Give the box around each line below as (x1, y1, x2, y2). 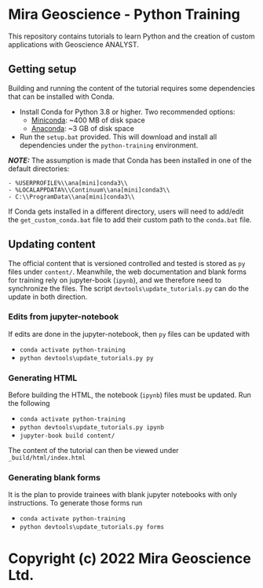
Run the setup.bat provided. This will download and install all (19, 132, 217, 141)
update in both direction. (8, 292, 88, 301)
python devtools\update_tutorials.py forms (19, 524, 165, 531)
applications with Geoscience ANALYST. (8, 39, 140, 49)
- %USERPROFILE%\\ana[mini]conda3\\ (8, 179, 128, 187)
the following (8, 399, 50, 408)
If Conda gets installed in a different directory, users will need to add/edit (8, 206, 244, 216)
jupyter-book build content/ (19, 432, 115, 440)
